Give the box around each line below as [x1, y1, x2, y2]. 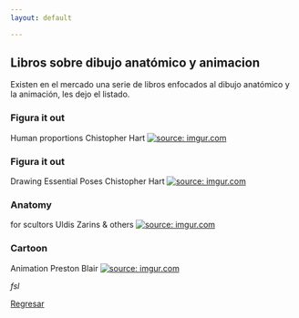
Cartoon [10, 242, 48, 255]
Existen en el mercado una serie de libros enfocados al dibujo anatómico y [10, 79, 290, 90]
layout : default [10, 13, 72, 23]
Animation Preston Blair [10, 262, 98, 273]
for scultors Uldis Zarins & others [10, 220, 135, 231]
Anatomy [10, 198, 53, 210]
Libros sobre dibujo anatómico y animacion [10, 56, 261, 71]
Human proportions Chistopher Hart [10, 132, 146, 143]
